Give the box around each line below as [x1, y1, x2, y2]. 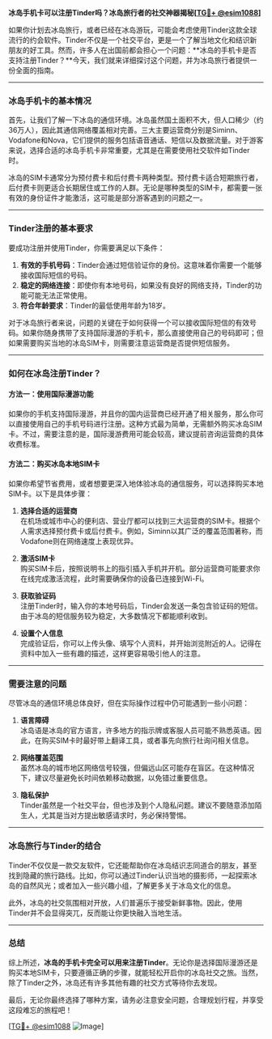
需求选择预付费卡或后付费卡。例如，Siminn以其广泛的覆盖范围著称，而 [27, 526, 263, 536]
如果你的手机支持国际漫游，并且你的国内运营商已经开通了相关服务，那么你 [8, 409, 257, 418]
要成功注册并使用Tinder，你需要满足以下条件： [8, 243, 165, 252]
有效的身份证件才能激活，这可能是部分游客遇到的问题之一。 [8, 193, 207, 203]
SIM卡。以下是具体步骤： [8, 489, 93, 498]
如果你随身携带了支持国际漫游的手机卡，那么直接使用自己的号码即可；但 [22, 328, 264, 337]
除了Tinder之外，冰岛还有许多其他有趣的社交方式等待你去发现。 [8, 978, 222, 987]
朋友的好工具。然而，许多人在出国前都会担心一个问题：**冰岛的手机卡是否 [8, 45, 257, 55]
